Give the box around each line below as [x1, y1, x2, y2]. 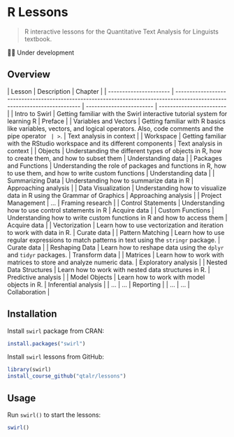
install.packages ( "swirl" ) [7, 340, 86, 347]
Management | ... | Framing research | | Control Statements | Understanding [7, 199, 225, 207]
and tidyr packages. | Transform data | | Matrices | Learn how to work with [7, 250, 224, 259]
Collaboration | [7, 287, 50, 296]
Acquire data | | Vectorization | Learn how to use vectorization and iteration [7, 221, 224, 229]
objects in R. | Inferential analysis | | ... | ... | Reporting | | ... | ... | [7, 280, 190, 289]
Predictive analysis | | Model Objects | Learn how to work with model [7, 273, 205, 281]
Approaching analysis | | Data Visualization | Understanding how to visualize [7, 183, 227, 192]
